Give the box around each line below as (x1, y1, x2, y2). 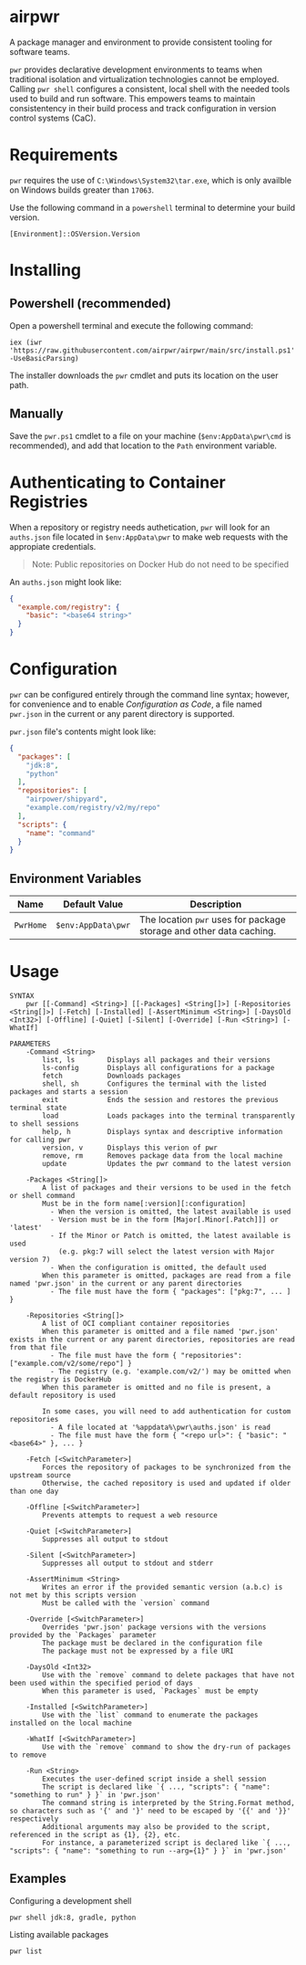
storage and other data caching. (139, 925, 276, 938)
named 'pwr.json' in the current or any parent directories (9, 1279, 243, 1288)
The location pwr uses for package (139, 913, 287, 926)
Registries (9, 491, 88, 512)
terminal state (9, 1103, 67, 1113)
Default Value (63, 898, 124, 910)
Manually (9, 406, 64, 422)
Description (189, 898, 242, 910)
